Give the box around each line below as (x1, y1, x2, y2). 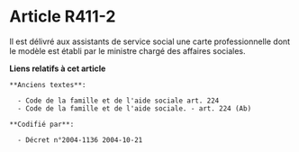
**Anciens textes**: (9, 80, 87, 89)
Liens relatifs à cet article (9, 63, 106, 74)
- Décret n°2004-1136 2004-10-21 (17, 135, 143, 145)
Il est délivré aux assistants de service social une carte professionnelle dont (9, 36, 291, 47)
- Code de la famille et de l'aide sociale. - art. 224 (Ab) (17, 103, 252, 113)
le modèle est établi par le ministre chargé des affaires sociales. (9, 45, 246, 56)
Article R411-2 (9, 6, 116, 27)
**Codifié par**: (9, 120, 75, 129)
